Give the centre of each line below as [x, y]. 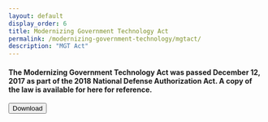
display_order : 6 [38, 24]
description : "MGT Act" [49, 46]
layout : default [36, 16]
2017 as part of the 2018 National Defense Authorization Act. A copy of [130, 81]
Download [28, 109]
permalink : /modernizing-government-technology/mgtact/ [105, 39]
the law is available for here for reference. [80, 89]
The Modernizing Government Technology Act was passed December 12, [134, 72]
